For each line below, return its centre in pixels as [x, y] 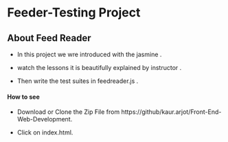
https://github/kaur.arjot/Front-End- [171, 112]
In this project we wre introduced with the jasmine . [89, 54]
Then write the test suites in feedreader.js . [78, 81]
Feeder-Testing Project [74, 13]
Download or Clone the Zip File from [68, 112]
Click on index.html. [45, 132]
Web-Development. [45, 119]
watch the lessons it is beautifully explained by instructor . [99, 68]
